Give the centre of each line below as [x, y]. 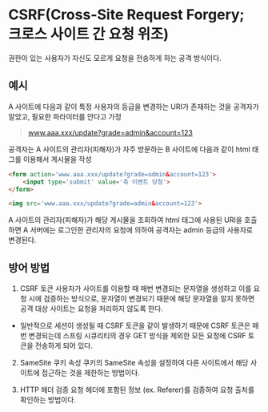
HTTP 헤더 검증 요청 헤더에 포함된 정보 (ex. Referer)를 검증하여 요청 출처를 [137, 390]
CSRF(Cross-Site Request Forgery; [126, 15]
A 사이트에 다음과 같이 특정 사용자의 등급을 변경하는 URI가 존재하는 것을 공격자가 [134, 107]
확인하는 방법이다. [48, 400]
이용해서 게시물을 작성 [57, 159]
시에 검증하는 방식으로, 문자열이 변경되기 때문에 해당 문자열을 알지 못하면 [142, 299]
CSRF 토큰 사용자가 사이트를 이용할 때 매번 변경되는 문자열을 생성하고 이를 [136, 289]
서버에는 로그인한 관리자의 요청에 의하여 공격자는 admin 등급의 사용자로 [142, 230]
